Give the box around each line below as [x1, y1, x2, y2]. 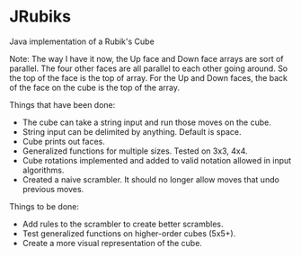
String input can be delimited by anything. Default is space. [22, 126, 242, 137]
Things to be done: [9, 200, 79, 212]
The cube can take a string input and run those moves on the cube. [22, 117, 271, 128]
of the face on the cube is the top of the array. [9, 82, 180, 93]
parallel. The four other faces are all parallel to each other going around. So [9, 63, 288, 74]
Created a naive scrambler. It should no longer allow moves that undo [22, 173, 280, 185]
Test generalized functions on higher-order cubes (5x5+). [22, 227, 236, 239]
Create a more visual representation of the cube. [22, 237, 202, 248]
